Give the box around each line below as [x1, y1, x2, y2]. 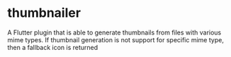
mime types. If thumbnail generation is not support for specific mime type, [7, 35, 225, 44]
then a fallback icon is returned [7, 43, 98, 51]
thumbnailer [7, 5, 81, 21]
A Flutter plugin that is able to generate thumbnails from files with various [7, 28, 222, 37]
